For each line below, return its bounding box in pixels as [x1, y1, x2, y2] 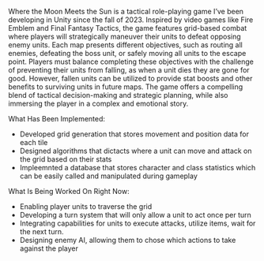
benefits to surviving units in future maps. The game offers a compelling [8, 82, 243, 91]
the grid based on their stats [19, 155, 112, 164]
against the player [19, 244, 79, 253]
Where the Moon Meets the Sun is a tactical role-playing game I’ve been [8, 7, 243, 16]
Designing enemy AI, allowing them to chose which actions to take [19, 236, 236, 244]
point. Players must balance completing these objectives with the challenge [8, 57, 255, 66]
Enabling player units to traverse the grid [19, 202, 153, 211]
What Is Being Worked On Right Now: [8, 187, 130, 196]
